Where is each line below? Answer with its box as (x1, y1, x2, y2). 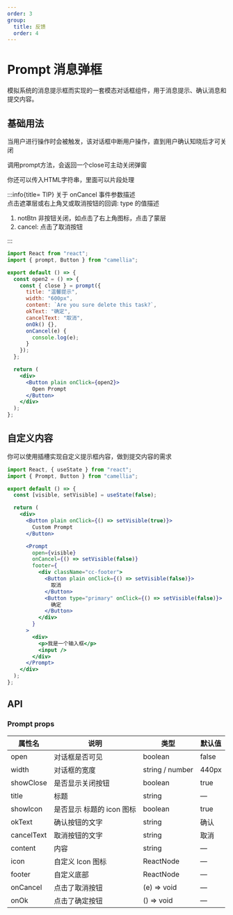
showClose (10, 778, 47, 787)
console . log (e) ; (32, 334, 79, 341)
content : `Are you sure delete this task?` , (25, 301, 157, 309)
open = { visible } (32, 549, 77, 557)
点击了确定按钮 (54, 895, 103, 905)
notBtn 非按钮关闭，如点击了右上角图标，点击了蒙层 (17, 214, 166, 222)
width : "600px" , (25, 295, 73, 302)
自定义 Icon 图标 (54, 856, 107, 866)
